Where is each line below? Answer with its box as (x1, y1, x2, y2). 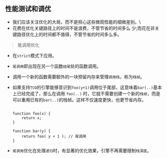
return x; (21, 115, 42, 121)
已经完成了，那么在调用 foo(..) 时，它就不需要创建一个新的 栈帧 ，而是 (16, 90, 161, 96)
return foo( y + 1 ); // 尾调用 (21, 134, 86, 139)
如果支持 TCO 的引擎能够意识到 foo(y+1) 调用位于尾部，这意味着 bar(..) (12, 84, 154, 90)
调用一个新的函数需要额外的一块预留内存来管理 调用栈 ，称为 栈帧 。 (12, 74, 145, 80)
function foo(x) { (12, 111, 51, 116)
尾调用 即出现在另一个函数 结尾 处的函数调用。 (12, 63, 101, 69)
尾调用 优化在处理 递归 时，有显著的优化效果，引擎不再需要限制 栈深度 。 (12, 148, 152, 154)
